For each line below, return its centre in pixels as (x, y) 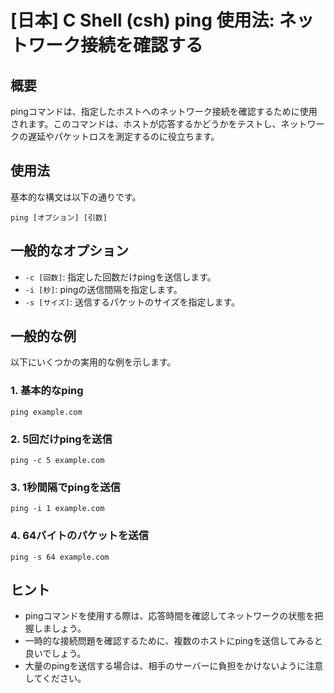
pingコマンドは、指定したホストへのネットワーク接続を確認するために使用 (164, 111)
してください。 (55, 678)
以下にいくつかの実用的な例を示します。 (93, 362)
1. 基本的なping (47, 391)
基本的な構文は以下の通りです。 (76, 197)
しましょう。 (60, 628)
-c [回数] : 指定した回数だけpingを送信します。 (120, 277)
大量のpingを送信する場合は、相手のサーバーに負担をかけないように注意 (174, 666)
